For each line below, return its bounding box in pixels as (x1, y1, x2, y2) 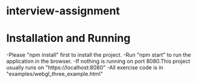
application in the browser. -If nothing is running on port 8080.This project (6, 58, 191, 65)
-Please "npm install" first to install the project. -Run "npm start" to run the (6, 51, 192, 59)
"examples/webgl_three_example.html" (6, 70, 104, 78)
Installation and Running (6, 32, 131, 45)
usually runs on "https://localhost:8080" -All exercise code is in (6, 64, 164, 71)
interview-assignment (6, 4, 120, 18)
